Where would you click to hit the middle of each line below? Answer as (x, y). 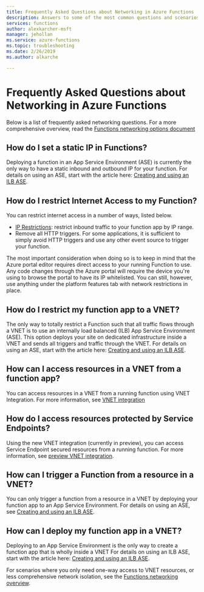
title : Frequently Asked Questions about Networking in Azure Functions (100, 12)
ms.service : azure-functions (43, 40)
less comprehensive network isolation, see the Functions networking (92, 577)
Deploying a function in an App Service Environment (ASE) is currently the (99, 162)
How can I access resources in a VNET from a (94, 369)
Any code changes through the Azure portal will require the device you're (98, 271)
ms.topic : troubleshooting (40, 46)
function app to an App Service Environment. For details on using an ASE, (98, 505)
